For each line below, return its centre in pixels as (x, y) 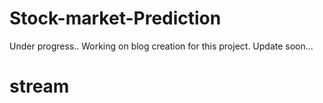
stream (39, 86)
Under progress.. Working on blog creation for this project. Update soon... (161, 46)
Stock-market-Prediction (115, 18)
